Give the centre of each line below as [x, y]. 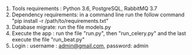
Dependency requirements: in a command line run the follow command [98, 15]
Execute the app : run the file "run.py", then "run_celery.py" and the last [99, 33]
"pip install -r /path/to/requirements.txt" [60, 21]
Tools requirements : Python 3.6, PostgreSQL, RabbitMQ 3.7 [84, 8]
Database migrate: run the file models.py [61, 27]
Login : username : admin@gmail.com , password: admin [80, 46]
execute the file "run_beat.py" [48, 39]
